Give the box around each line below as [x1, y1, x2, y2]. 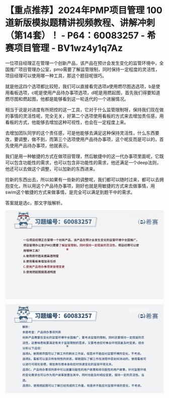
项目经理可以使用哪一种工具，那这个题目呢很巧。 [5, 73, 107, 79]
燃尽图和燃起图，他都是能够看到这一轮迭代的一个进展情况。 [5, 96, 129, 102]
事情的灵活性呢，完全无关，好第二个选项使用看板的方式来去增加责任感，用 [9, 113, 164, 119]
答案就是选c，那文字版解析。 [5, 200, 65, 206]
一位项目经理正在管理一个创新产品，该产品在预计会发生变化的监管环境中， [5, 60, 159, 66]
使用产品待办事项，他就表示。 [9, 142, 71, 149]
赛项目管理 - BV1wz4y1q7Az [5, 42, 123, 54]
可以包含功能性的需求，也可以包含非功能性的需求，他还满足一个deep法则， [5, 159, 161, 165]
